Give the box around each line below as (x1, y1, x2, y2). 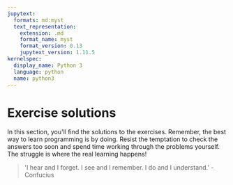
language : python (13, 68, 64, 75)
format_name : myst (20, 36, 73, 43)
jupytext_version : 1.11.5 (20, 49, 96, 56)
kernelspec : (7, 56, 42, 63)
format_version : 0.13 (20, 42, 82, 49)
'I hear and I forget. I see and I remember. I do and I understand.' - (24, 163, 214, 172)
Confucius (24, 171, 54, 179)
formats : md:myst (13, 17, 64, 24)
